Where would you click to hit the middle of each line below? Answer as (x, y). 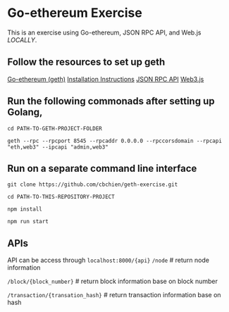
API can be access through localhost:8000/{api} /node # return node (109, 260)
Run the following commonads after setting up (111, 101)
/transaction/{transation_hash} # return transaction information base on (114, 295)
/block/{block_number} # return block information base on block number (113, 281)
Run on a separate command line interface (102, 168)
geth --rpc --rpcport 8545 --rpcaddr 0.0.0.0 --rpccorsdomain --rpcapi (114, 141)
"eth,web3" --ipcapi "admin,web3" (58, 147)
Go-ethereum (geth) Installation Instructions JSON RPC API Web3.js (106, 79)
